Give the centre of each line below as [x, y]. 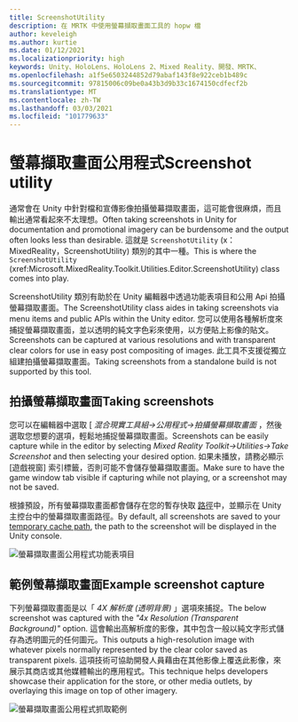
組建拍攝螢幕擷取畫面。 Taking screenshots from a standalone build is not [143, 361]
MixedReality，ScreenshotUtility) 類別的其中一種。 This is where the [133, 251]
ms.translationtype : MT [53, 91]
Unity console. [35, 536]
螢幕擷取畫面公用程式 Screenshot [130, 163]
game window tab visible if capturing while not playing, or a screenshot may [148, 477]
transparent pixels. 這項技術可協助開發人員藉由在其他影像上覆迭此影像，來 [145, 660]
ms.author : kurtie [43, 42]
